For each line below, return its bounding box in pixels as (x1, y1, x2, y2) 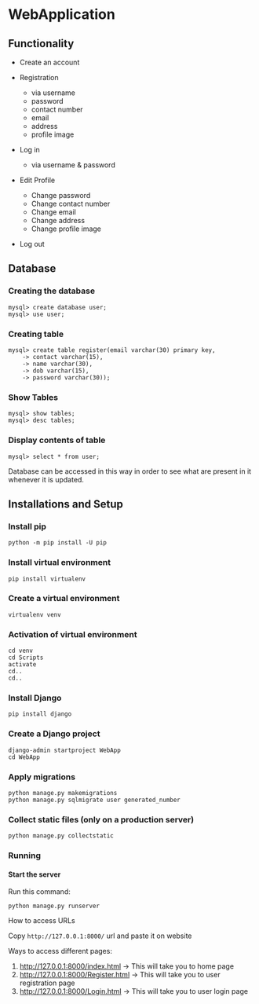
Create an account (19, 57, 80, 67)
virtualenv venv (8, 610, 61, 618)
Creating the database (8, 285, 96, 296)
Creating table (8, 328, 64, 339)
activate (8, 661, 37, 669)
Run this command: (8, 887, 71, 896)
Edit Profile (19, 175, 56, 185)
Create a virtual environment (8, 593, 120, 604)
